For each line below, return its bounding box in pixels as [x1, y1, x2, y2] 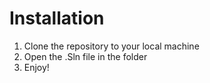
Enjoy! [23, 61, 50, 73]
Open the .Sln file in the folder [23, 50, 148, 62]
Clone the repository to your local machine [23, 40, 200, 52]
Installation [9, 7, 105, 30]
